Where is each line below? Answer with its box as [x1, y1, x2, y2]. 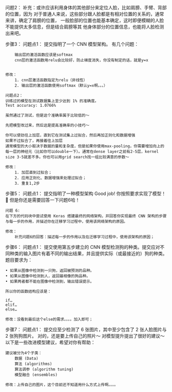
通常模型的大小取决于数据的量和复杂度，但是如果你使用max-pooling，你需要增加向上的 [5, 144, 164, 149]
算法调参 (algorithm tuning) [14, 367, 74, 372]
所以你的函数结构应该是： [5, 289, 51, 294]
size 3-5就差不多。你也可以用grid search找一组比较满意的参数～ [5, 154, 129, 160]
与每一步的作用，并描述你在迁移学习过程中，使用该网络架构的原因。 [5, 219, 128, 224]
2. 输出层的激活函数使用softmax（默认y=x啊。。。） [14, 83, 108, 88]
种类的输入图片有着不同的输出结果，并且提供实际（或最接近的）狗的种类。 [9, 250, 167, 257]
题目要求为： [5, 257, 32, 263]
